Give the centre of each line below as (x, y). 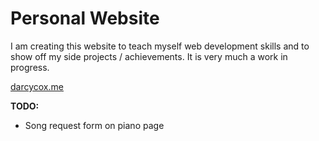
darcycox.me (37, 86)
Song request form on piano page (94, 125)
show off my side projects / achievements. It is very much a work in (149, 56)
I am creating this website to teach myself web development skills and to (160, 46)
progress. (30, 67)
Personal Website (85, 18)
